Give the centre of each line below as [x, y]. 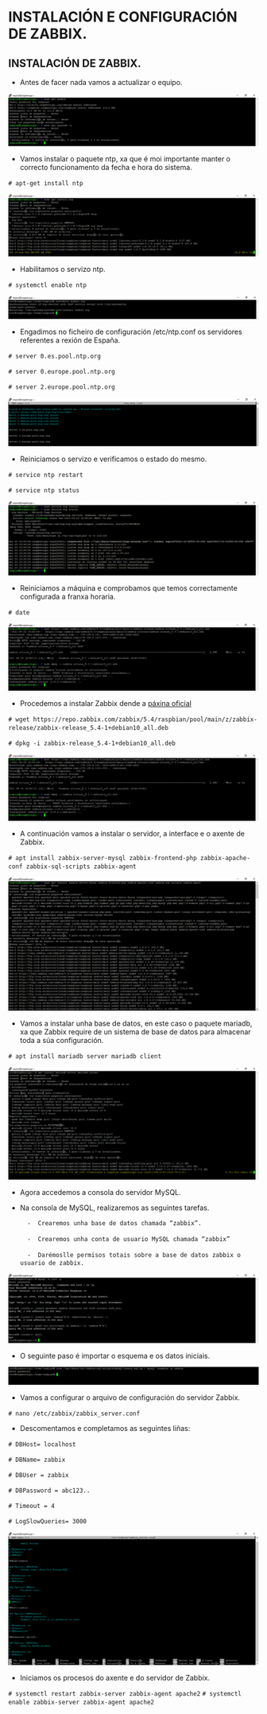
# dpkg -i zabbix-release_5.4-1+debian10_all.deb [92, 743]
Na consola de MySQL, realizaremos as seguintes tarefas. [114, 1208]
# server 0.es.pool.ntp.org [55, 357]
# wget [19, 719]
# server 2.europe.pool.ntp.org [62, 387]
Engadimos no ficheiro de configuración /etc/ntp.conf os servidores [131, 332]
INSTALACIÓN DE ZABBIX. [75, 63]
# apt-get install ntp [46, 184]
